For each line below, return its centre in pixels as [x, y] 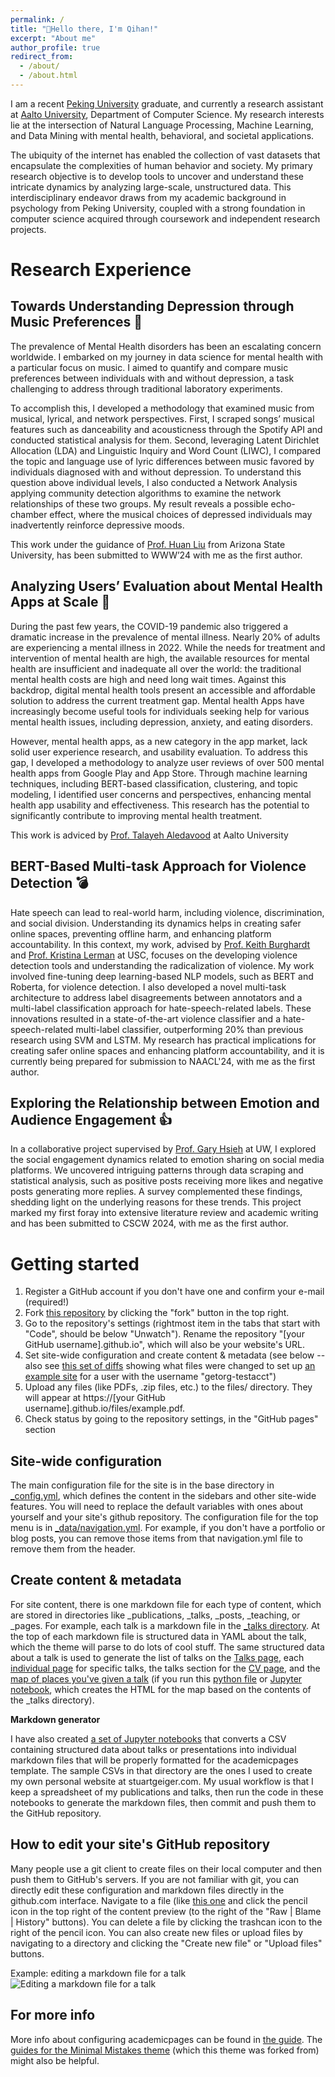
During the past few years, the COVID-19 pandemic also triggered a [149, 626]
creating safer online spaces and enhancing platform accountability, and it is [167, 1050]
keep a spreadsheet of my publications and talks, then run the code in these [167, 1792]
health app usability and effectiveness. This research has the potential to [160, 805]
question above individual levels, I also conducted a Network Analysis [154, 482]
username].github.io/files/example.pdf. [105, 1408]
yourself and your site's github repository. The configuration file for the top [164, 1517]
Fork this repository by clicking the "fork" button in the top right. [157, 1313]
